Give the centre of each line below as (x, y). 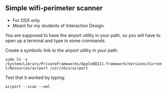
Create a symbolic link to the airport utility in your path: (62, 50)
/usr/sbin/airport (69, 68)
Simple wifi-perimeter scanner (54, 8)
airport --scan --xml (28, 86)
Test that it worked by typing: (35, 77)
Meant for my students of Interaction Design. (58, 25)
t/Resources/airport (27, 68)
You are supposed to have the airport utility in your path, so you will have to (83, 35)
